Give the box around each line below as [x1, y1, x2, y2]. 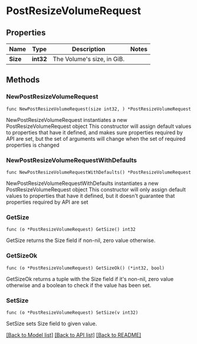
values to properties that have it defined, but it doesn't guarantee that [6, 192, 175, 199]
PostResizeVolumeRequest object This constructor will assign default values [6, 123, 192, 130]
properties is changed [6, 141, 60, 148]
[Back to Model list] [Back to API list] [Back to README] [6, 331, 142, 338]
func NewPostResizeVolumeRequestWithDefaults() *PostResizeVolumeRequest [6, 169, 192, 175]
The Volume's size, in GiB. [52, 55, 125, 63]
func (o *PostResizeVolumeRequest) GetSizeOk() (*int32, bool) [6, 265, 165, 271]
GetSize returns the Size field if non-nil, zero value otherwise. [6, 237, 156, 244]
